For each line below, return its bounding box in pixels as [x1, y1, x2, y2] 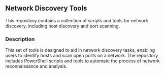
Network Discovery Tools [5, 4, 87, 13]
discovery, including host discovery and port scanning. [5, 23, 120, 29]
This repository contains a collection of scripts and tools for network [5, 17, 148, 23]
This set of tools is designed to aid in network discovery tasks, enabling [5, 47, 155, 53]
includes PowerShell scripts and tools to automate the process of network [5, 58, 160, 64]
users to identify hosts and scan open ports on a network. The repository [5, 53, 158, 59]
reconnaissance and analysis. [5, 63, 68, 69]
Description [5, 35, 35, 43]
